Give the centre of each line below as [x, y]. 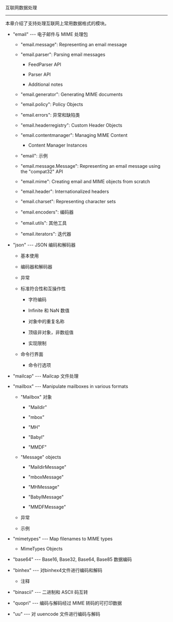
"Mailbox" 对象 [36, 397]
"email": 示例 [34, 156]
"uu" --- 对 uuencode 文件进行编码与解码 [56, 614]
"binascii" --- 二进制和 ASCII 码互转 [50, 592]
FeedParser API [45, 64]
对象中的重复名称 [46, 321]
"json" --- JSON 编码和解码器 [44, 245]
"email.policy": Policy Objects [52, 104]
